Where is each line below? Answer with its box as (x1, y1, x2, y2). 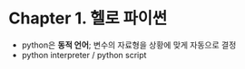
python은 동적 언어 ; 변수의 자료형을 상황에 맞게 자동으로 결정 (21, 39, 237, 50)
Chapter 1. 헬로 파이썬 (8, 8, 168, 29)
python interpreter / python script (21, 49, 147, 60)
